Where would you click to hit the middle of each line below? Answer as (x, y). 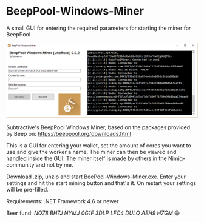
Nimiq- (177, 158)
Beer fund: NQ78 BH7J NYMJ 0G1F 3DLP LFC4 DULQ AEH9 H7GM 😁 (93, 213)
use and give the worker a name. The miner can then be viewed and (91, 152)
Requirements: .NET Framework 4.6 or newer (63, 201)
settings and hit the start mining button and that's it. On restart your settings (101, 183)
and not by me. (54, 164)
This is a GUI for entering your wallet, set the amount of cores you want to (99, 145)
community (20, 164)
